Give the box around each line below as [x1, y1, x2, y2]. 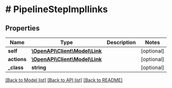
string [31, 64, 47, 71]
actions [8, 56, 27, 63]
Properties [5, 24, 40, 33]
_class [8, 64, 24, 71]
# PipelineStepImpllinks [5, 4, 108, 15]
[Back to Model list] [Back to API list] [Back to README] [5, 77, 123, 83]
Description [106, 39, 136, 46]
